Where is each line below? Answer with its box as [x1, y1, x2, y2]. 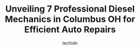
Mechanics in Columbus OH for [4, 14, 136, 25]
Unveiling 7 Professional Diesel [5, 3, 135, 15]
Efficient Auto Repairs [24, 24, 116, 35]
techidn [62, 40, 78, 46]
